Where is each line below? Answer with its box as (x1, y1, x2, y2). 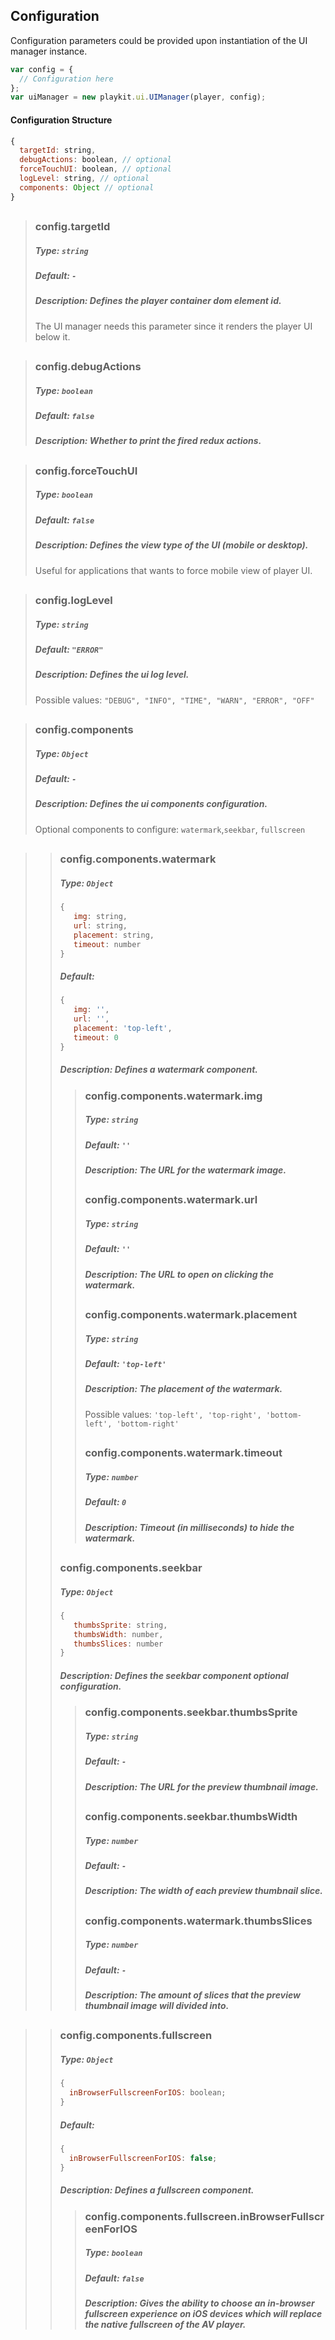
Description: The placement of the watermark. (84, 1383, 283, 1395)
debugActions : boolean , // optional (19, 155, 172, 165)
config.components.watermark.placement (84, 1308, 298, 1322)
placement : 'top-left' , (73, 1024, 173, 1034)
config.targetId (34, 220, 111, 234)
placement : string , (73, 930, 155, 940)
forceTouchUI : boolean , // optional (19, 164, 172, 174)
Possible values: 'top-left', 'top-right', (84, 1408, 262, 1420)
